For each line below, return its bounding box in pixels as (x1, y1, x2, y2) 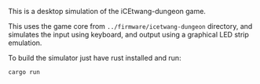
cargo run (8, 68, 41, 76)
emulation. (8, 38, 42, 47)
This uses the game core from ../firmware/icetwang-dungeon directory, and (8, 22, 253, 30)
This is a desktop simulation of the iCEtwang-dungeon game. (8, 7, 207, 16)
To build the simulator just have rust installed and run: (8, 54, 182, 62)
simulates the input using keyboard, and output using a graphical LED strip (8, 30, 249, 39)
